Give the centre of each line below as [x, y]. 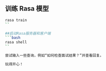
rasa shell [16, 43]
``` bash [13, 38]
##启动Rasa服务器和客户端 [28, 33]
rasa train [16, 20]
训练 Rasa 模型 [27, 9]
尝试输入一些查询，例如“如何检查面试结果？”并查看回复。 [54, 56]
